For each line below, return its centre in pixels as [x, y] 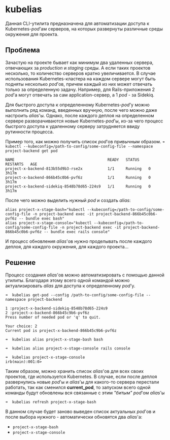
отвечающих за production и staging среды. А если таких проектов [78, 68]
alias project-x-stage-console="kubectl [49, 223]
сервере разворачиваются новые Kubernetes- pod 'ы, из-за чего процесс [84, 121]
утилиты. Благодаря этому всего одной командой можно [67, 280]
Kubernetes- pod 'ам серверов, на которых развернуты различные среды [84, 28]
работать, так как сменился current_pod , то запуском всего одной [78, 387]
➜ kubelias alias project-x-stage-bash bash [54, 339]
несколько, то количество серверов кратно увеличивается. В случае [81, 73]
